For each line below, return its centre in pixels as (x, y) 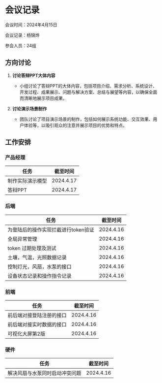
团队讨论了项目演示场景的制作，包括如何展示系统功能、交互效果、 (86, 119)
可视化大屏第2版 (27, 334)
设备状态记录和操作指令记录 (40, 276)
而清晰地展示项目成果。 (43, 98)
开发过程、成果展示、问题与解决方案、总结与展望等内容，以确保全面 (88, 92)
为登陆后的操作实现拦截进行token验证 (51, 229)
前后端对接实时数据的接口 (37, 324)
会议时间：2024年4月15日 (31, 25)
